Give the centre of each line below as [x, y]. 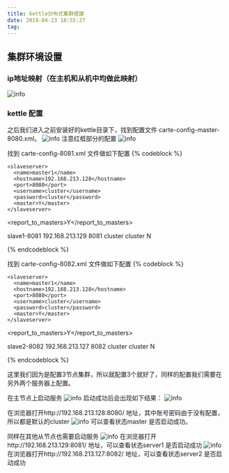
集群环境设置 [35, 57]
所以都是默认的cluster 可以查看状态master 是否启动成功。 [99, 422]
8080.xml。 [24, 139]
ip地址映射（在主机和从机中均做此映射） [75, 78]
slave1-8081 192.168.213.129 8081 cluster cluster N [79, 236]
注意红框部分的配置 [89, 139]
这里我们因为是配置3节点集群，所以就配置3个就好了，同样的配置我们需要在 [115, 374]
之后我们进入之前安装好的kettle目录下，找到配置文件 [82, 130]
